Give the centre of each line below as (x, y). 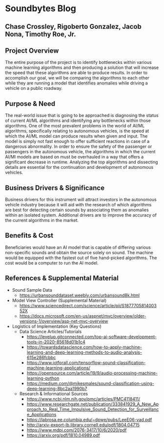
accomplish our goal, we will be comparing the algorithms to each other (77, 78)
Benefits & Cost (29, 235)
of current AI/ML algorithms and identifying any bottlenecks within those (78, 121)
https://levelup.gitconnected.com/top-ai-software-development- (92, 337)
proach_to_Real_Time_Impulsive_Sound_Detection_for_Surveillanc (93, 409)
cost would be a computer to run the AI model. (52, 263)
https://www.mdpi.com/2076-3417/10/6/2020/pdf (77, 430)
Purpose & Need (30, 104)
